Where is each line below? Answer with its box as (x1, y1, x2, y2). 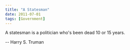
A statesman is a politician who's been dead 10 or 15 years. (5, 30, 125, 36)
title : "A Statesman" (5, 7, 50, 12)
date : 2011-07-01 (5, 12, 41, 17)
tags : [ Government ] (5, 16, 45, 21)
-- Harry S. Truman (5, 39, 44, 45)
